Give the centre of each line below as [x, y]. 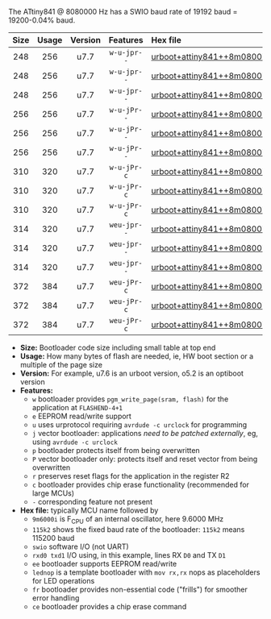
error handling [56, 598]
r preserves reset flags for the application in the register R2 [131, 476]
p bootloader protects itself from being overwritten [116, 450]
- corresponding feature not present [92, 502]
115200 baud [53, 538]
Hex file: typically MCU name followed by [89, 510]
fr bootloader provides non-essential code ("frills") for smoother [140, 589]
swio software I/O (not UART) [80, 546]
